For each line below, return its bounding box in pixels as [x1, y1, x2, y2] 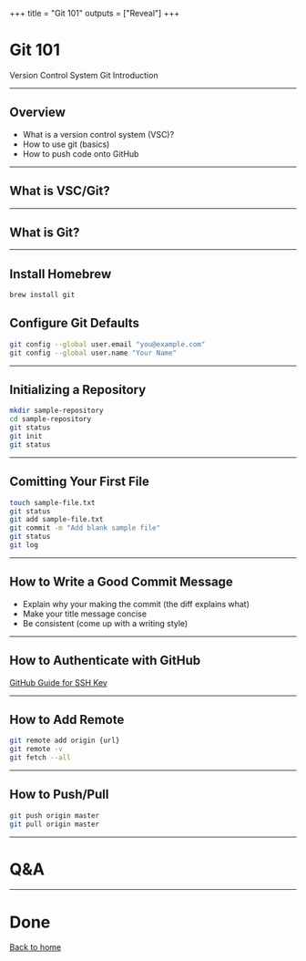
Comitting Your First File [9, 474, 150, 490]
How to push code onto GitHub [22, 148, 139, 159]
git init [9, 432, 43, 441]
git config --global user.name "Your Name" [9, 348, 178, 357]
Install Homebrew [9, 266, 112, 282]
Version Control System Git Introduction [9, 69, 158, 80]
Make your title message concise [22, 608, 148, 619]
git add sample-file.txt [9, 515, 104, 524]
